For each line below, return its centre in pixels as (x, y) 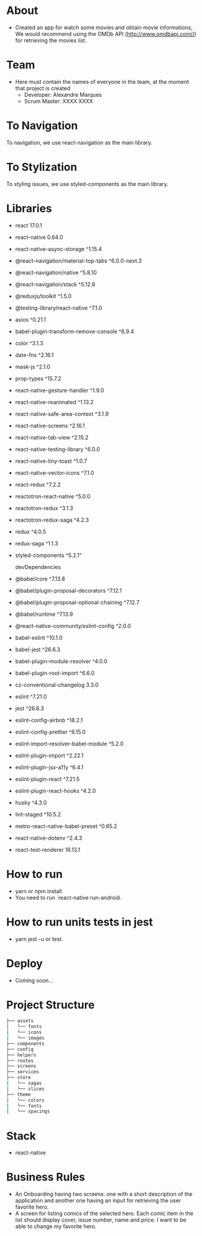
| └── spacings (28, 1111)
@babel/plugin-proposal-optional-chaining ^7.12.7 (77, 602)
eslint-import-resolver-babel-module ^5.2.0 (69, 744)
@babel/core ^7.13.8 (40, 579)
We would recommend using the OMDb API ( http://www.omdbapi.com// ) (106, 33)
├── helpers (21, 1055)
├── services (23, 1072)
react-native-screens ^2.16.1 (50, 426)
